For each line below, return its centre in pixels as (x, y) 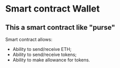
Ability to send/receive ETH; (42, 49)
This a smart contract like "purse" (60, 27)
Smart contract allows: (29, 39)
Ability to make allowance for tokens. (51, 60)
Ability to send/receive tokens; (44, 54)
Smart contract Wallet (53, 9)
